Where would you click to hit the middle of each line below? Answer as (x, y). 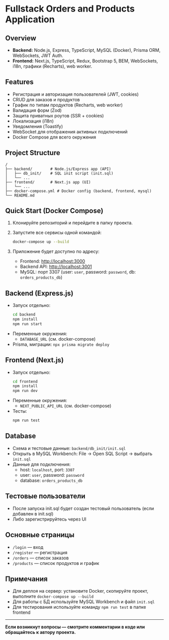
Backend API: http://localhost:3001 (56, 267)
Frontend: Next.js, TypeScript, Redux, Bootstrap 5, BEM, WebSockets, (85, 61)
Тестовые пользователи (45, 496)
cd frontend (25, 381)
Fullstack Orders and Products (70, 9)
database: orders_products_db (51, 480)
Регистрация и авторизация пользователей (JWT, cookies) (76, 94)
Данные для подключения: (41, 464)
